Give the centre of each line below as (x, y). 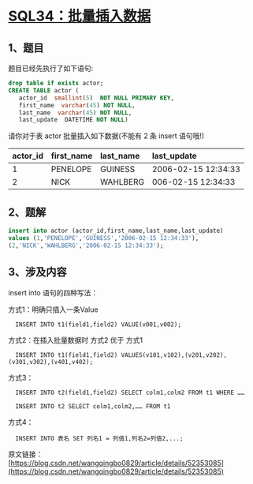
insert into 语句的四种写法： (53, 292)
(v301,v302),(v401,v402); (50, 362)
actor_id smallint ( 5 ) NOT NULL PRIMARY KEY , (97, 98)
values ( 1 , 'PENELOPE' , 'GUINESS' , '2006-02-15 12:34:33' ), (104, 238)
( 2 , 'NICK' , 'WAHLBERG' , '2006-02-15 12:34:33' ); (86, 246)
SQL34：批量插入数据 (80, 16)
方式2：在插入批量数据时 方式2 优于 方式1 (76, 340)
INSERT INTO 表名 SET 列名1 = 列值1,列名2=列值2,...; (99, 438)
